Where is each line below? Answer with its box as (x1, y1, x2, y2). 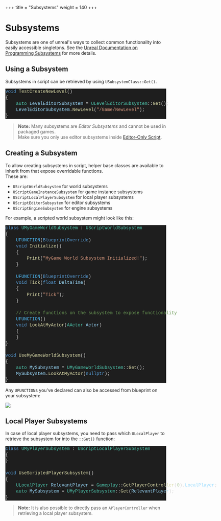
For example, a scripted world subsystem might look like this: (5, 215, 134, 221)
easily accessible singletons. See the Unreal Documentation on (5, 44, 138, 51)
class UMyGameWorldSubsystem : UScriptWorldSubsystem (5, 225, 142, 231)
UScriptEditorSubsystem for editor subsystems (12, 199, 111, 206)
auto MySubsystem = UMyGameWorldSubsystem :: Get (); (16, 365, 145, 370)
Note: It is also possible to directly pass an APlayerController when (17, 505, 161, 511)
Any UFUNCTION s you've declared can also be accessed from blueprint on (5, 387, 158, 393)
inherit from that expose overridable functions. (5, 168, 103, 174)
